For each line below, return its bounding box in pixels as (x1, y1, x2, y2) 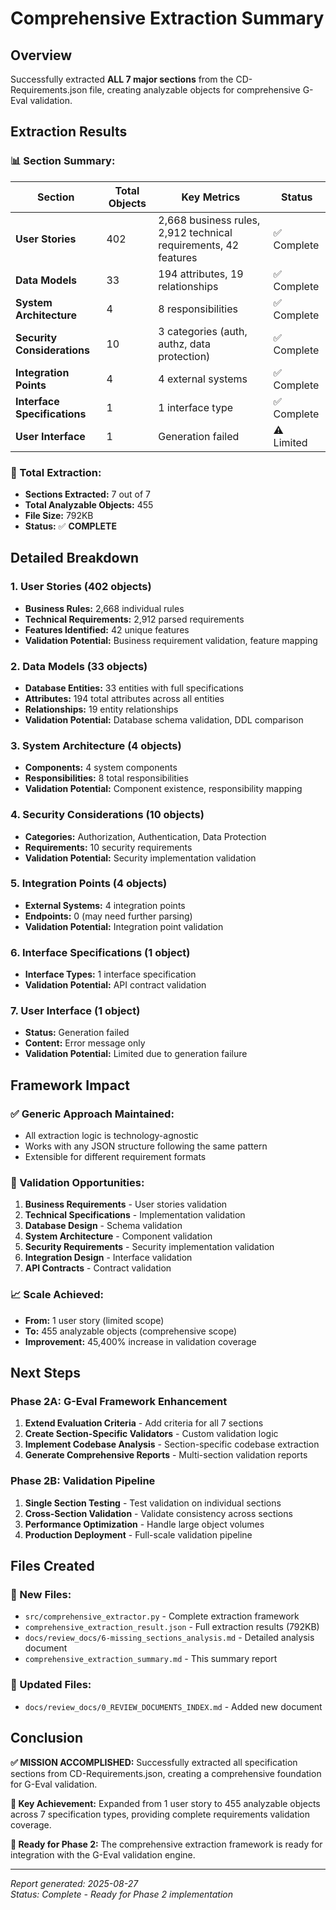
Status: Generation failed (24, 1027, 130, 1039)
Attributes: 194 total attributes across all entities (24, 692, 225, 704)
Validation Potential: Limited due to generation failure (24, 1048, 248, 1060)
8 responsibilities (158, 302, 238, 316)
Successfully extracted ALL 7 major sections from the (10, 73, 234, 85)
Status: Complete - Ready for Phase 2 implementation (10, 1888, 234, 1900)
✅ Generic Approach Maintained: (10, 1107, 175, 1121)
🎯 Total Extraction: (10, 465, 102, 479)
